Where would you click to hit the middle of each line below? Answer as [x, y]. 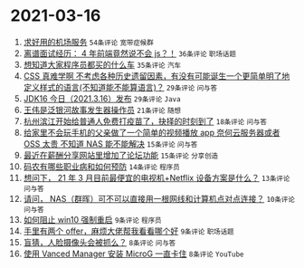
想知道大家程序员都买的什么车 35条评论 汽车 [102, 64]
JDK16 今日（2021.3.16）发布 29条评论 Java [102, 98]
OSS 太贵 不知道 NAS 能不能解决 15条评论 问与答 [110, 144]
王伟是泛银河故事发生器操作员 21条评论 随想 [102, 110]
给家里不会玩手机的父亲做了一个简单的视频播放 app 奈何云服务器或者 [152, 132]
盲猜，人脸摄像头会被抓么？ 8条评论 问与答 [100, 242]
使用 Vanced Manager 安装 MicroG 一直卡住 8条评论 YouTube [133, 254]
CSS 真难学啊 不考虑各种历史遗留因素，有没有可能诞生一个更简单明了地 [157, 76]
